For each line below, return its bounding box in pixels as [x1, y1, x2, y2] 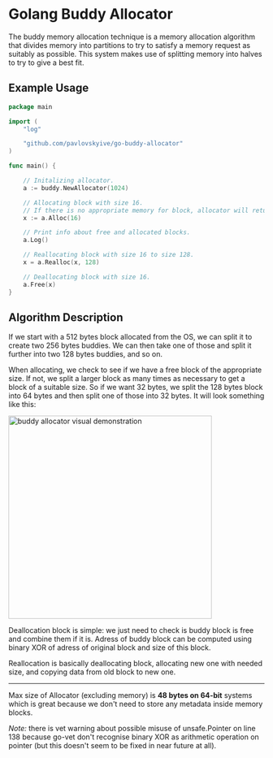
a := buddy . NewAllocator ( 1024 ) [23, 184, 129, 192]
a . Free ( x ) [23, 280, 57, 288]
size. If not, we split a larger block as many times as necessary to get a [8, 374, 245, 383]
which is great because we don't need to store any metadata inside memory [8, 700, 263, 709]
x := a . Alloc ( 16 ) [23, 214, 82, 222]
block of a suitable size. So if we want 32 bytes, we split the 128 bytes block [8, 383, 263, 392]
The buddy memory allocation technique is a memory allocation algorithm [8, 32, 256, 41]
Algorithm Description [8, 310, 123, 324]
